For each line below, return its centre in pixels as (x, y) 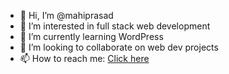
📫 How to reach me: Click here (84, 58)
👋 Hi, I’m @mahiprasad (66, 15)
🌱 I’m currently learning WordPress (91, 36)
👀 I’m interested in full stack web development (115, 26)
